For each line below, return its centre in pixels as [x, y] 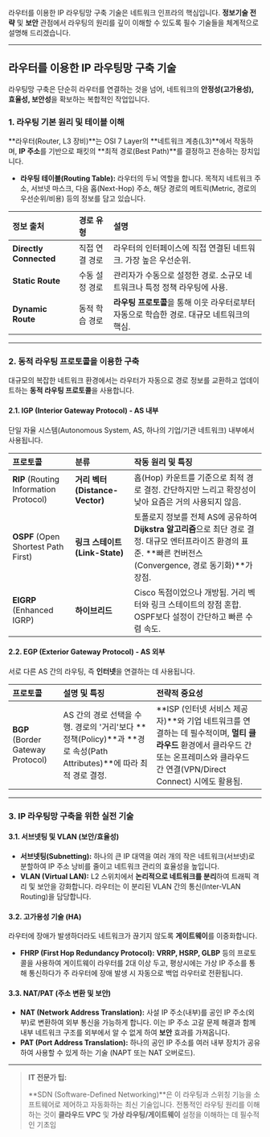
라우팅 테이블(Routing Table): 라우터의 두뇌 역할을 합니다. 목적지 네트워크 [136, 178]
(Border [27, 739]
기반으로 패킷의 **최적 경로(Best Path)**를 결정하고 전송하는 [143, 151]
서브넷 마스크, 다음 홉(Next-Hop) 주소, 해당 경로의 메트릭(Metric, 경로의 [144, 189]
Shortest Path [38, 546]
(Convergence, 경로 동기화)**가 [193, 565]
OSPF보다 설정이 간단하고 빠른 [188, 616]
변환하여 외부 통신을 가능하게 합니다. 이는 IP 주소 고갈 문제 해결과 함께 [147, 1023]
